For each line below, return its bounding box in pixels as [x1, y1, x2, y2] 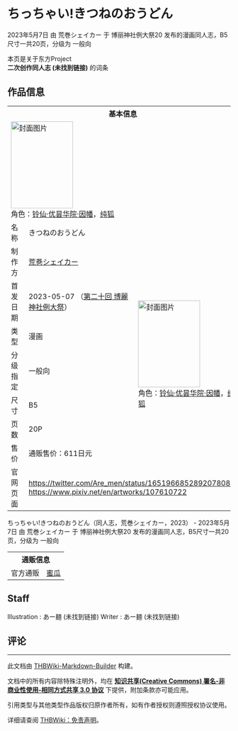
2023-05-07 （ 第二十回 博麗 [28, 291, 129, 301]
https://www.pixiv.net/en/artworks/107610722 [28, 486, 188, 496]
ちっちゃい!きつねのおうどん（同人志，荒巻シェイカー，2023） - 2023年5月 [7, 518, 230, 527]
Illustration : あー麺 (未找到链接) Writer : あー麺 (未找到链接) [7, 612, 180, 620]
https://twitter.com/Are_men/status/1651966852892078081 [28, 478, 235, 488]
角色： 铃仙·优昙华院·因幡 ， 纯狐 [11, 209, 115, 219]
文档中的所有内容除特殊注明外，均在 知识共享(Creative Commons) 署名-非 [7, 677, 225, 686]
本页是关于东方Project [7, 54, 72, 63]
